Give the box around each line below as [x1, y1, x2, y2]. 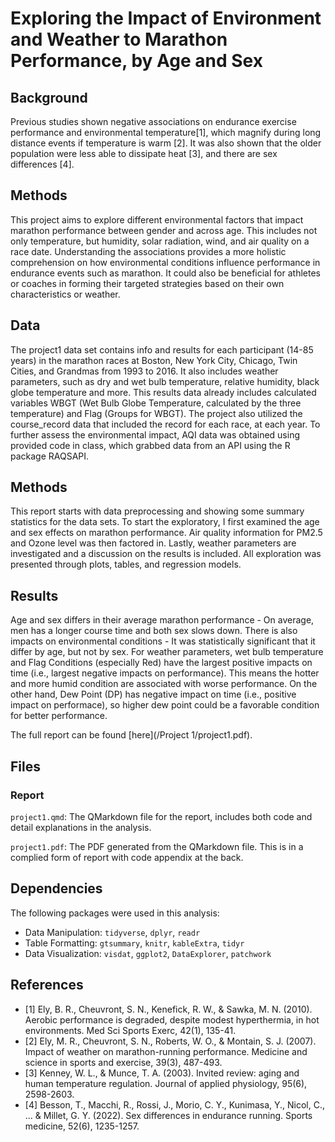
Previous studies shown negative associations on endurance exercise [10, 116, 297, 127]
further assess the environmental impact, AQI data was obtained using [10, 428, 300, 441]
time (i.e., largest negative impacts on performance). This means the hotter [10, 667, 320, 679]
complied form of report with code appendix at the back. [10, 851, 244, 863]
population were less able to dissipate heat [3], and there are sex [10, 148, 278, 159]
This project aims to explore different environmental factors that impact [10, 213, 304, 226]
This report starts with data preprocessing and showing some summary [10, 505, 305, 517]
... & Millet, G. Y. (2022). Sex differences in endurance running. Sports [24, 1109, 313, 1121]
